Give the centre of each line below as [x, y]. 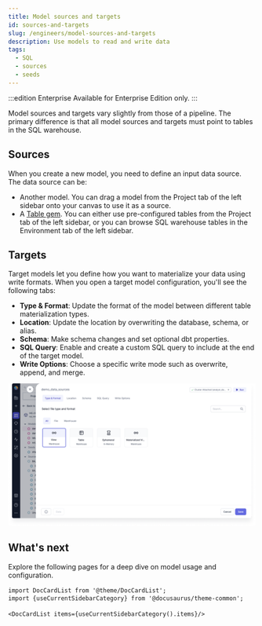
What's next [38, 548]
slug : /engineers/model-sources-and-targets [82, 33]
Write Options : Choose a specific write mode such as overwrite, [124, 364]
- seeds [28, 75]
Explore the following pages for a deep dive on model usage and [113, 566]
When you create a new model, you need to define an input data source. [125, 174]
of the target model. [51, 356]
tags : [17, 50]
